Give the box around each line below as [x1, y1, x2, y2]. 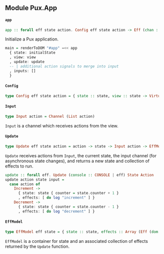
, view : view [9, 55, 36, 60]
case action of [9, 182, 41, 187]
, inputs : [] [9, 68, 36, 73]
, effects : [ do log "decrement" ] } [18, 209, 95, 214]
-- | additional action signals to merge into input [9, 63, 119, 69]
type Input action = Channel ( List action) [5, 114, 95, 119]
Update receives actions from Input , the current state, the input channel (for [5, 152, 157, 158]
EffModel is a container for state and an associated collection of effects [5, 238, 148, 244]
